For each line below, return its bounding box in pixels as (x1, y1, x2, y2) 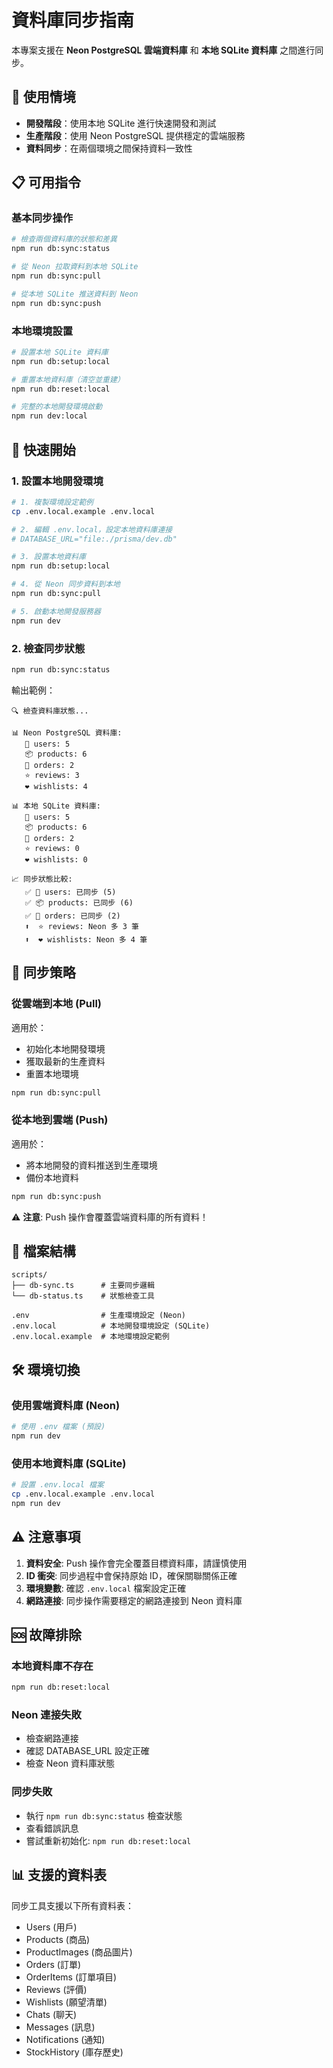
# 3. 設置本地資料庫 (11, 552, 87, 562)
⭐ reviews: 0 (24, 843, 80, 853)
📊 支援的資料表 (11, 1867, 108, 1884)
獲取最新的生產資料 (25, 1055, 106, 1067)
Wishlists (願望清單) (25, 1996, 108, 2008)
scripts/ (11, 1270, 48, 1280)
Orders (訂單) (25, 1958, 82, 1970)
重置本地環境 (25, 1067, 79, 1080)
